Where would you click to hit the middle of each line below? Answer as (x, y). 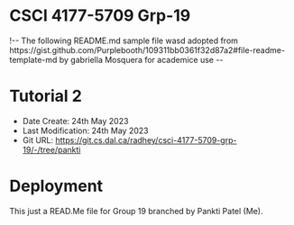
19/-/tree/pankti (51, 149)
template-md (33, 59)
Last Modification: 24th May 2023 (85, 130)
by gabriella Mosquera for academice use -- (141, 59)
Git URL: (38, 139)
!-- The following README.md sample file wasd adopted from (124, 40)
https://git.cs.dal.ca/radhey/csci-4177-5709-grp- (146, 139)
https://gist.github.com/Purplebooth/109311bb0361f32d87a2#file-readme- (147, 49)
